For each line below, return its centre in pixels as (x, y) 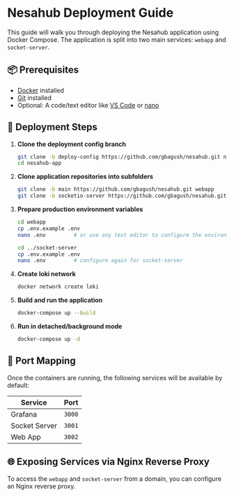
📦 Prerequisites (43, 70)
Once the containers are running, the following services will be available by (115, 377)
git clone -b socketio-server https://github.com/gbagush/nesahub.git (122, 196)
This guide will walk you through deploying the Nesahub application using (113, 32)
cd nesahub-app (39, 163)
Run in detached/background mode (70, 326)
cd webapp (32, 222)
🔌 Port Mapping (41, 361)
